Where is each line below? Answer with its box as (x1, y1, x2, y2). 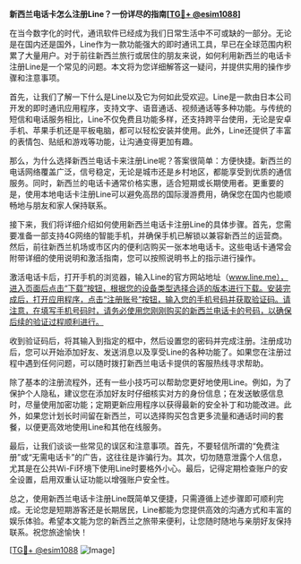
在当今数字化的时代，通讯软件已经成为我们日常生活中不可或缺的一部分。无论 (9, 28, 292, 38)
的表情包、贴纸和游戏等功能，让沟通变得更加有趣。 (9, 136, 198, 147)
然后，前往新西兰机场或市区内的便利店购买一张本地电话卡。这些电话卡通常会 (9, 242, 292, 252)
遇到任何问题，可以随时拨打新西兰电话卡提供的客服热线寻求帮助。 (24, 358, 269, 368)
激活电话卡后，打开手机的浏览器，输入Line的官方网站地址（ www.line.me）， (9, 272, 288, 282)
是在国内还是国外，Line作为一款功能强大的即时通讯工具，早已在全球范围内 (9, 39, 284, 49)
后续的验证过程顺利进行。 (9, 317, 104, 327)
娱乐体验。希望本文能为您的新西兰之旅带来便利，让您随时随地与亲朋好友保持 (9, 516, 292, 526)
